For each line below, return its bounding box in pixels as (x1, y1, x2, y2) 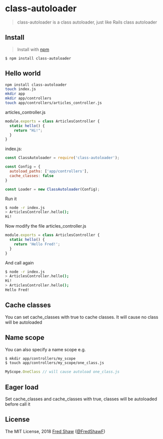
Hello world (5, 69, 41, 77)
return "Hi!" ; (14, 128, 43, 133)
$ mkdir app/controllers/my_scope (5, 356, 76, 361)
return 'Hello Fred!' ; (14, 241, 60, 247)
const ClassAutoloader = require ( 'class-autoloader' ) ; (5, 155, 120, 160)
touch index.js (5, 87, 36, 92)
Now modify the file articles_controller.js (5, 223, 87, 229)
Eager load (5, 383, 39, 391)
